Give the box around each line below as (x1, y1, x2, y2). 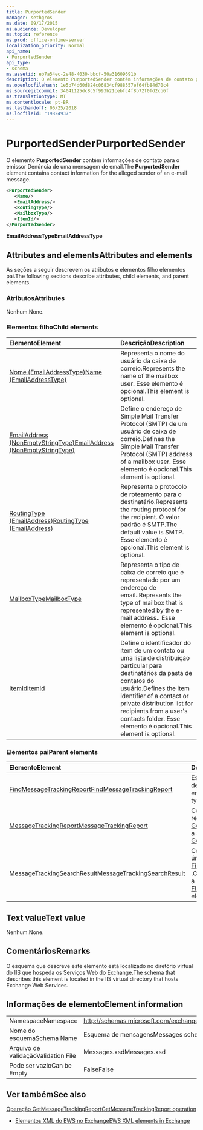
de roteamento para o (120, 489, 182, 498)
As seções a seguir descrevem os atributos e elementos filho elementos (6, 266, 186, 274)
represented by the (120, 606, 175, 614)
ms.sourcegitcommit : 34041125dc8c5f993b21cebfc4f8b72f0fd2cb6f (6, 88, 169, 94)
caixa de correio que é (120, 568, 184, 576)
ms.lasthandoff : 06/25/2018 (6, 104, 77, 111)
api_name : (6, 49, 31, 55)
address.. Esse (134, 613, 175, 622)
